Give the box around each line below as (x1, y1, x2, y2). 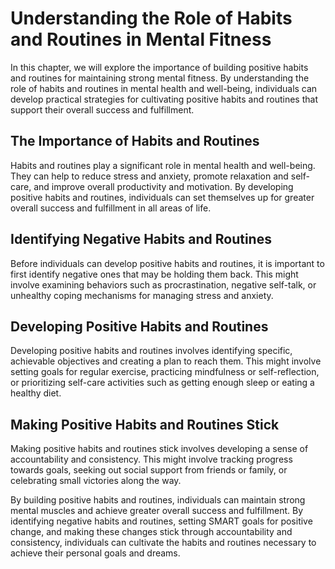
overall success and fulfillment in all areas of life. (10, 202, 212, 214)
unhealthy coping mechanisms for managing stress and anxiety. (10, 289, 274, 301)
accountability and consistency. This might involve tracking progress (10, 453, 293, 466)
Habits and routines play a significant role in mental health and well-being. (10, 159, 316, 171)
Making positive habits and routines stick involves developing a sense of (10, 443, 309, 455)
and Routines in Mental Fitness (10, 28, 272, 51)
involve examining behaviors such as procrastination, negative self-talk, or (10, 278, 317, 291)
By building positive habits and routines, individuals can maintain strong (10, 494, 306, 506)
